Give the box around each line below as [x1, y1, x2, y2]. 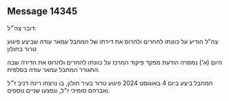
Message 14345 [7, 6, 78, 17]
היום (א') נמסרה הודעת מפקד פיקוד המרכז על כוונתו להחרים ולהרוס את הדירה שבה [7, 58, 223, 66]
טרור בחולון [7, 44, 37, 53]
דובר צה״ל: [7, 24, 37, 32]
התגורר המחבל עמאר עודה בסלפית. [7, 65, 100, 73]
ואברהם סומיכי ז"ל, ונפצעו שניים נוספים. [7, 86, 110, 94]
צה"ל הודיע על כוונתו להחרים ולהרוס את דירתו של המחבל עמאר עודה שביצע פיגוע [7, 37, 219, 46]
